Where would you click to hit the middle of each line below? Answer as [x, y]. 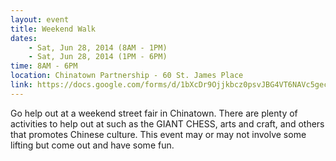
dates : [24, 38]
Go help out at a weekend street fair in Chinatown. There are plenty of [154, 113]
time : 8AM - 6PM [44, 66]
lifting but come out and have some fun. [92, 145]
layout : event [40, 19]
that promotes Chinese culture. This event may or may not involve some [158, 134]
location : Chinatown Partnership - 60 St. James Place [127, 76]
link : [21, 85]
